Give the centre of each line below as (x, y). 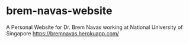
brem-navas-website (59, 11)
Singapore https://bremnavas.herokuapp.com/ (63, 33)
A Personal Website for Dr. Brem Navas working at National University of (94, 27)
